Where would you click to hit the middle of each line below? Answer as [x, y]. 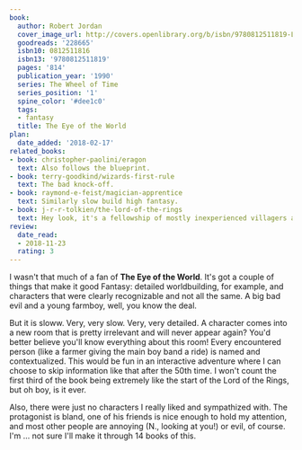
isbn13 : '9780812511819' [64, 59]
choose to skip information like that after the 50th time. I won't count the [143, 371]
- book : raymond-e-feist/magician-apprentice [96, 193]
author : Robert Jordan [60, 26]
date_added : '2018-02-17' [66, 143]
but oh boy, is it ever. [48, 390]
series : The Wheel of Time [68, 84]
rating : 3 [36, 251]
